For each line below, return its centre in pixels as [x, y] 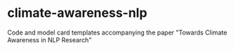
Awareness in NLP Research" [50, 39]
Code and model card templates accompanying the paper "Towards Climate [117, 32]
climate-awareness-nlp [77, 13]
